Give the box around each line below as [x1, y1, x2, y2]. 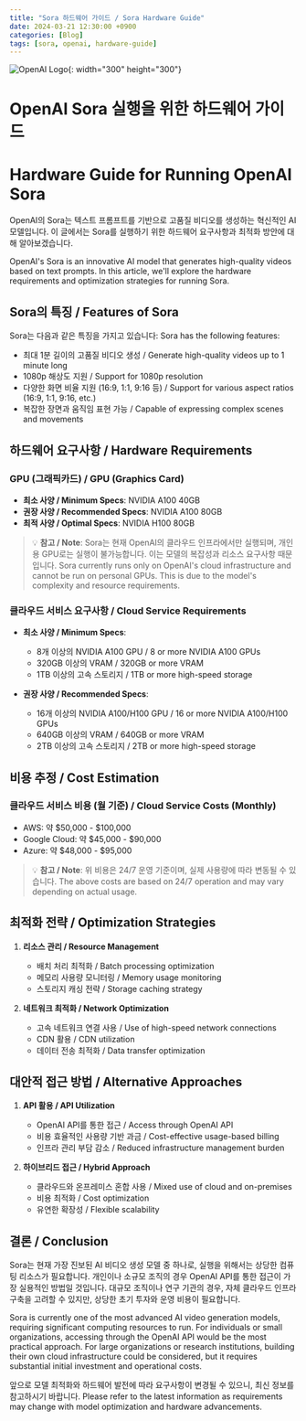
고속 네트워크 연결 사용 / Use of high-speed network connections [36, 1021, 277, 1033]
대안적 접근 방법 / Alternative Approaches [9, 1074, 243, 1090]
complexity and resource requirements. [31, 580, 181, 591]
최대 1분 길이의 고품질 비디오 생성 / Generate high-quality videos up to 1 [22, 349, 285, 361]
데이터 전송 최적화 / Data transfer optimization [36, 1044, 206, 1056]
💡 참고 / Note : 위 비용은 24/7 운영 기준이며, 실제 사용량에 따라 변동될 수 [31, 864, 288, 875]
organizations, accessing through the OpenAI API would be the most [9, 1331, 267, 1342]
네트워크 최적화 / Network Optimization [22, 1002, 169, 1013]
